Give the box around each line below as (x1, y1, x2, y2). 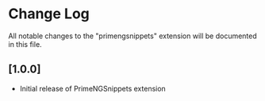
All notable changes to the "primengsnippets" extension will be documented (8, 31, 258, 41)
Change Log (8, 5, 90, 23)
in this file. (8, 39, 42, 49)
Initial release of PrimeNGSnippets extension (19, 84, 167, 93)
